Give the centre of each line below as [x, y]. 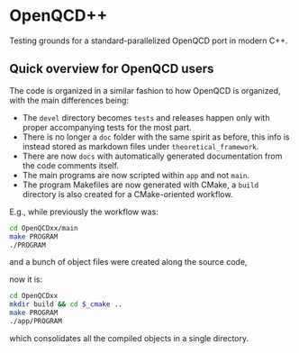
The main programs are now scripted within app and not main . [136, 175]
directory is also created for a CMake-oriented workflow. [127, 194]
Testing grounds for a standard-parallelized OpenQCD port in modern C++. [149, 41]
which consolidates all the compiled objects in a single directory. [129, 338]
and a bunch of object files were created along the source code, [128, 262]
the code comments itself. [71, 165]
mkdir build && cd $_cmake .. [66, 304]
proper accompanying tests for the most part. [107, 127]
